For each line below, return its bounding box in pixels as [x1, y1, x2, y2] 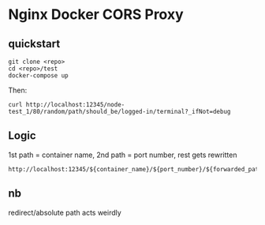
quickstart [8, 37, 61, 51]
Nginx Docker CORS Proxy [8, 6, 184, 24]
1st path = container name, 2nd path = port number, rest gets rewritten [8, 150, 237, 159]
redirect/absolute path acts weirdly [8, 208, 122, 217]
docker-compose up [8, 72, 69, 80]
